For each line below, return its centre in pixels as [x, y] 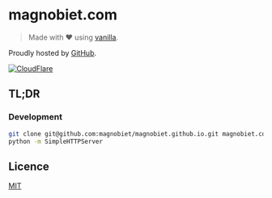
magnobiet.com [63, 15]
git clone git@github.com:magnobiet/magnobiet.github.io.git [114, 134]
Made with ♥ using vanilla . [73, 37]
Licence [29, 166]
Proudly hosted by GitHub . [53, 53]
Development [36, 117]
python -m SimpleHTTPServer [56, 141]
